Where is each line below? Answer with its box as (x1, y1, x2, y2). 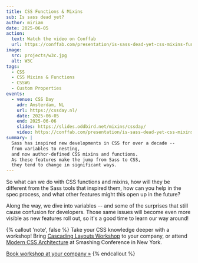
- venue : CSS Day (11, 96, 54, 102)
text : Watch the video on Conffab (11, 36, 96, 42)
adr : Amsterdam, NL (16, 101, 65, 108)
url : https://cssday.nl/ (16, 107, 78, 113)
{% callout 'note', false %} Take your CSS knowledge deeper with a (6, 226, 170, 234)
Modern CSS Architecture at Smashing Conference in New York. (6, 239, 162, 246)
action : (6, 31, 25, 37)
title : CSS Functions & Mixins (6, 8, 83, 15)
